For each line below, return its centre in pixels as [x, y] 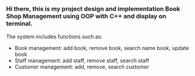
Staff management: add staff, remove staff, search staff [82, 60]
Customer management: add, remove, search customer [82, 67]
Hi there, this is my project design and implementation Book [93, 9]
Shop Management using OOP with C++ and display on [86, 16]
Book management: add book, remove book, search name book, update [102, 48]
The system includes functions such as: [54, 37]
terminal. [19, 24]
